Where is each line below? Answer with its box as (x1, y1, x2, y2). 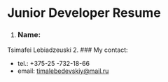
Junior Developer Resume (7, 5, 161, 21)
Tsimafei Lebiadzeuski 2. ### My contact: (7, 46, 128, 54)
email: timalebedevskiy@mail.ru (17, 67, 109, 75)
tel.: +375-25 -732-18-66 (17, 60, 90, 68)
